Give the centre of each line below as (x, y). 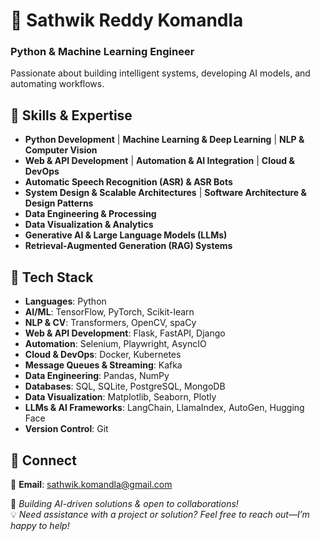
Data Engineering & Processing (90, 214)
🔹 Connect (43, 460)
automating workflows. (57, 84)
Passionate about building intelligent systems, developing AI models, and (160, 73)
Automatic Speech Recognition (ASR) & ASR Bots (128, 182)
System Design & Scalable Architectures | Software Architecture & (165, 193)
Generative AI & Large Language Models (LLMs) (126, 235)
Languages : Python (65, 301)
